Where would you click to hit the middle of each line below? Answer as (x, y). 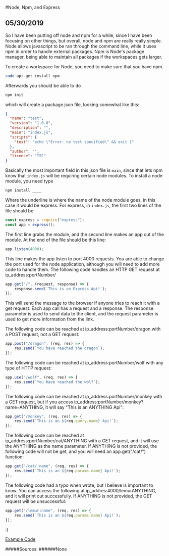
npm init (14, 95)
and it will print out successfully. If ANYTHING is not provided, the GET (79, 496)
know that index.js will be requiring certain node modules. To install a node (84, 176)
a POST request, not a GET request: (42, 334)
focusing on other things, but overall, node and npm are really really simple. (84, 40)
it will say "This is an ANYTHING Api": (84, 407)
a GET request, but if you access (39, 402)
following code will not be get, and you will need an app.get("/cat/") (76, 451)
